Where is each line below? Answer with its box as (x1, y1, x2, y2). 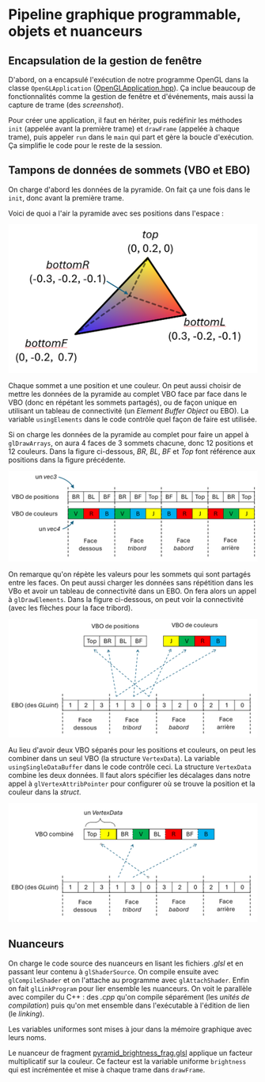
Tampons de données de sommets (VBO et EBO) (8, 164, 251, 177)
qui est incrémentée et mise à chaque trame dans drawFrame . (8, 1065, 206, 1074)
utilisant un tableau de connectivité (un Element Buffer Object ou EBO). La (8, 406, 249, 415)
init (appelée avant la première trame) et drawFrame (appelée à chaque (8, 124, 240, 133)
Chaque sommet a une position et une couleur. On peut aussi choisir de (8, 380, 241, 390)
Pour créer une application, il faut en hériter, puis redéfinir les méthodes (8, 116, 243, 124)
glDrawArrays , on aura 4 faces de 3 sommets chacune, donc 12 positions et (8, 438, 254, 448)
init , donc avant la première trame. (8, 192, 124, 203)
